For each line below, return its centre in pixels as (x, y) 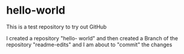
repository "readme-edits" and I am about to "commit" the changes (89, 45)
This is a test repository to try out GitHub (56, 27)
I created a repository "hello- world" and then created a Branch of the (92, 38)
